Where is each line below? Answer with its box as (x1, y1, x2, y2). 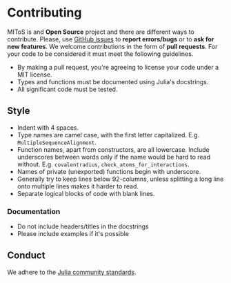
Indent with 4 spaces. (17, 123, 79, 132)
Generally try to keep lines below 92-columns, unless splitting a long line (17, 175, 224, 183)
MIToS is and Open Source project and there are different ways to (7, 28, 194, 36)
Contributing (7, 5, 82, 21)
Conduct (7, 250, 46, 262)
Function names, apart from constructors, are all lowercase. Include (17, 145, 210, 153)
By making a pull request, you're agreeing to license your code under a (17, 63, 219, 71)
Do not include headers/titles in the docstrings (17, 222, 150, 231)
